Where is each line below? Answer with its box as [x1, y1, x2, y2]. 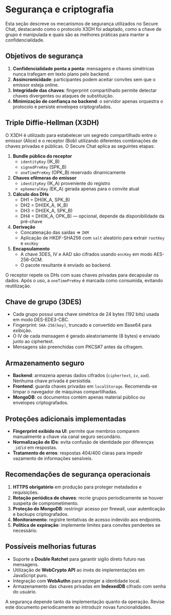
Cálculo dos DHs [12, 191, 49, 197]
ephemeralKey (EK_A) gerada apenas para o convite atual [20, 186, 139, 192]
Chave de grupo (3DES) [5, 297, 82, 306]
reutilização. [5, 283, 32, 289]
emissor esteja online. [12, 82, 59, 88]
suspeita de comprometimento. [12, 500, 79, 506]
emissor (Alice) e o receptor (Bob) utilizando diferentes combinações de [5, 137, 158, 144]
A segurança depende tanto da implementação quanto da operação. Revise [5, 599, 165, 605]
